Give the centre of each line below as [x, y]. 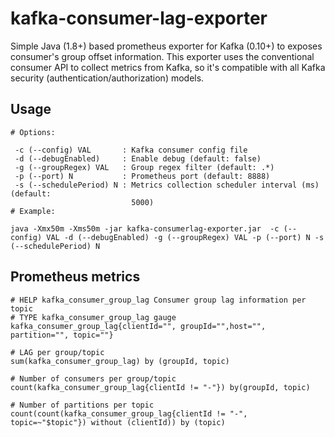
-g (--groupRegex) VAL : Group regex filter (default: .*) [144, 167]
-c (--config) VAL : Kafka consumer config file [131, 150]
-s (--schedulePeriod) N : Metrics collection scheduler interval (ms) [167, 185]
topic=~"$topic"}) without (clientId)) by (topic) [118, 422]
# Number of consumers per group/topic [93, 378]
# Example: [33, 211]
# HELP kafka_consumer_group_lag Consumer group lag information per [158, 300]
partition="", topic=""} [62, 335]
